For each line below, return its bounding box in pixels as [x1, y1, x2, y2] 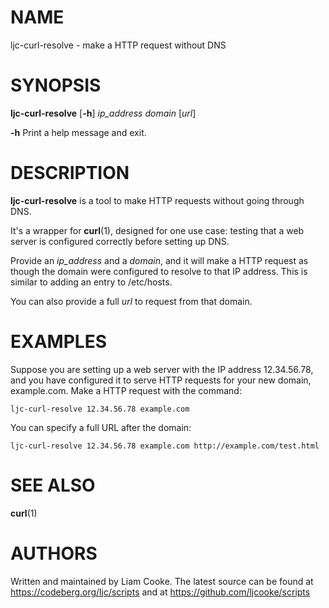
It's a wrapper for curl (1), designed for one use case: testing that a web [10, 224, 305, 236]
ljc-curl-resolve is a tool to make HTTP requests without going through [10, 194, 305, 206]
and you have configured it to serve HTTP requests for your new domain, [10, 374, 312, 386]
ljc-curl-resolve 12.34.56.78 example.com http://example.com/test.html [10, 441, 320, 451]
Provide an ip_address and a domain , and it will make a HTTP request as [10, 254, 309, 266]
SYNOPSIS [10, 74, 102, 97]
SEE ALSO [10, 474, 96, 496]
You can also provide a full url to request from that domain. [10, 295, 253, 307]
